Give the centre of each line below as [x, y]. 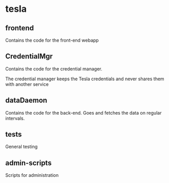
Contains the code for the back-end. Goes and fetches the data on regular [83, 113]
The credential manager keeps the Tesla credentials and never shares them [85, 79]
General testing [22, 147]
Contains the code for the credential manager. [54, 69]
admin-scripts [29, 163]
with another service [27, 84]
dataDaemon [26, 100]
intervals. [15, 118]
